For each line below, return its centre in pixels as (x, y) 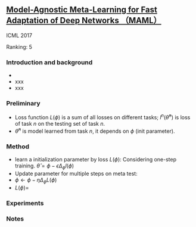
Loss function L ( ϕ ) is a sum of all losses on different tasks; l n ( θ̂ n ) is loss (102, 117)
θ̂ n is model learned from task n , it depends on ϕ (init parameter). (95, 130)
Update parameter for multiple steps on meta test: (76, 173)
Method (18, 147)
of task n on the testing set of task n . (60, 124)
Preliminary (23, 104)
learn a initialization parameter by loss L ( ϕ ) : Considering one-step (96, 160)
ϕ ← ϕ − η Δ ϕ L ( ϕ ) (36, 180)
